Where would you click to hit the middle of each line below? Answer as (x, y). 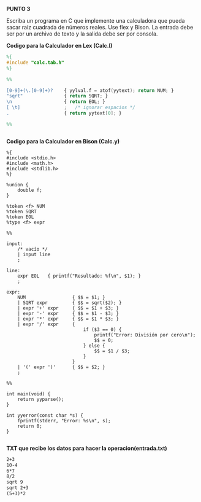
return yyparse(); (41, 399)
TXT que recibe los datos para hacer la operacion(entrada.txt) (87, 448)
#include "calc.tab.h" (35, 63)
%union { (17, 184)
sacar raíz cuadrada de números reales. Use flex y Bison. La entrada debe (100, 27)
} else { (94, 346)
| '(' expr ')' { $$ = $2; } (61, 367)
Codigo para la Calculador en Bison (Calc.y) (63, 141)
